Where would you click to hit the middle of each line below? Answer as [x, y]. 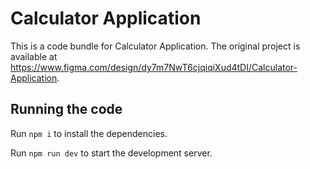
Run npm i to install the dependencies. [89, 133]
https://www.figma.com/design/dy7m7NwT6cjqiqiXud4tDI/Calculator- [154, 67]
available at [34, 56]
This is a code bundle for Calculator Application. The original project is [155, 46]
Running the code [66, 109]
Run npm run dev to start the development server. [111, 153]
